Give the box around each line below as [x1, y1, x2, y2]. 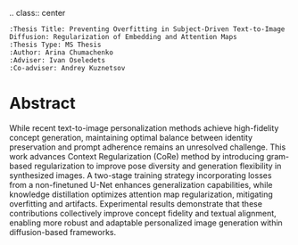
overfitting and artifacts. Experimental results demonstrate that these [9, 198, 263, 208]
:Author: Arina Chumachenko [9, 48, 114, 57]
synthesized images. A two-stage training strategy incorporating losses [9, 169, 272, 181]
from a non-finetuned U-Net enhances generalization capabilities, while [9, 179, 273, 190]
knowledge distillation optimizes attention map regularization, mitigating [9, 189, 274, 200]
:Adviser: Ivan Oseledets [9, 56, 105, 65]
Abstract [9, 94, 76, 114]
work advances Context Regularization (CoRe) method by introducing [9, 151, 265, 161]
